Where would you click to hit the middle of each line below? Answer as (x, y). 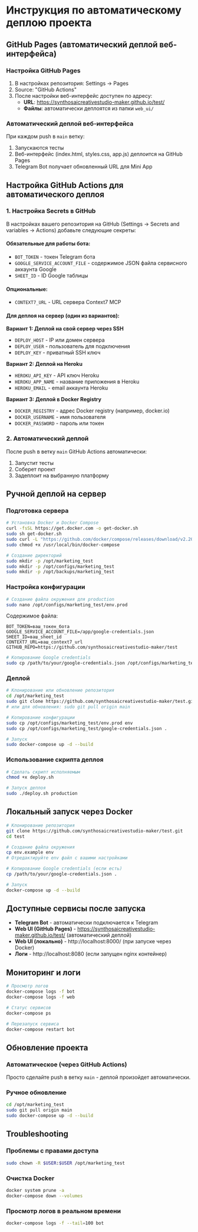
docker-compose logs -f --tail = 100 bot (55, 1223)
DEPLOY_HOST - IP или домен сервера (60, 340)
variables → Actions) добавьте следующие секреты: (71, 230)
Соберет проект (35, 469)
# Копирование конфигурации (41, 717)
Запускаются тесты (39, 148)
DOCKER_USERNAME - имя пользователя (60, 417)
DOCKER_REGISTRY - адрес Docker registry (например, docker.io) (92, 411)
